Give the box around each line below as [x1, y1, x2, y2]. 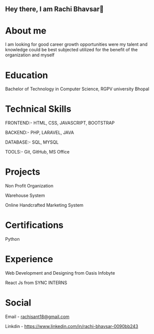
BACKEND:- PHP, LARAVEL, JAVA [5, 130, 75, 136]
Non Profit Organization [5, 183, 54, 189]
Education [5, 69, 48, 81]
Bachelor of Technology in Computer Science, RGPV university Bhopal [5, 86, 150, 92]
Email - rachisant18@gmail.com [5, 314, 70, 320]
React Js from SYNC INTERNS [5, 280, 68, 286]
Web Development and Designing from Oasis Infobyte [5, 270, 115, 276]
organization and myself [5, 52, 55, 58]
